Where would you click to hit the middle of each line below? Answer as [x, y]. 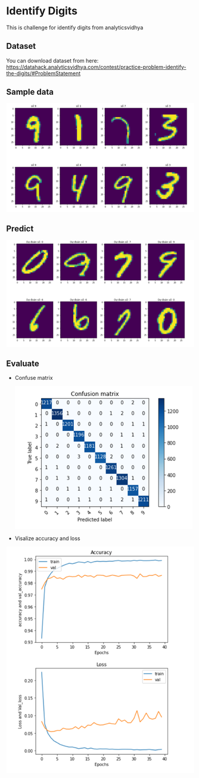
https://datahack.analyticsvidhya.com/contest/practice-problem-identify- [96, 67]
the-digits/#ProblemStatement [43, 73]
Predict [20, 229]
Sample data [30, 92]
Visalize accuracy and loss [47, 538]
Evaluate [23, 364]
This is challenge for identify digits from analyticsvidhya [75, 27]
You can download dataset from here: [52, 60]
